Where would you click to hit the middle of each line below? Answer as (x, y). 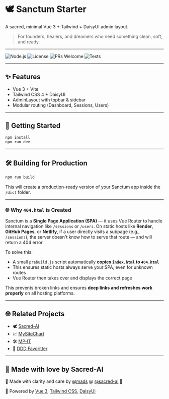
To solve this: (19, 252)
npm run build (20, 177)
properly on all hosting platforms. (40, 293)
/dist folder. (18, 192)
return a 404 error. (24, 243)
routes (19, 273)
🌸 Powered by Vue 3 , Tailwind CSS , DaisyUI (50, 391)
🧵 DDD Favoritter (30, 349)
